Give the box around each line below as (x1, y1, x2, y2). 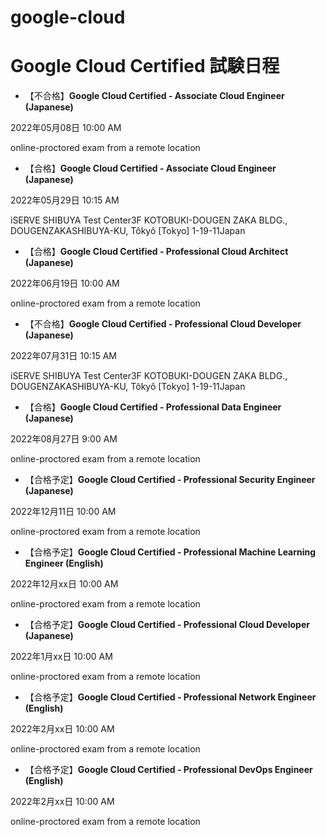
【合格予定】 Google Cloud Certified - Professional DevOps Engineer (24, 764, 313, 776)
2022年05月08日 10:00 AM (10, 122, 122, 134)
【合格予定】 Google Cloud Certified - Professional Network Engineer (24, 691, 317, 703)
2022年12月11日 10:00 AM (10, 506, 117, 518)
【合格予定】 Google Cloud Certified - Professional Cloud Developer (24, 619, 310, 631)
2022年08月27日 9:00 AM (10, 433, 118, 445)
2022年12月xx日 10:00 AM (10, 578, 119, 590)
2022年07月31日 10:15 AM (10, 350, 118, 362)
